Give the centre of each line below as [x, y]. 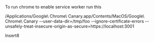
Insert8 [12, 36]
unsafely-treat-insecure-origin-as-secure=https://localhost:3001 [70, 26]
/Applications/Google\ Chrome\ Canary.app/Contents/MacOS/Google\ [75, 16]
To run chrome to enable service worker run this [53, 7]
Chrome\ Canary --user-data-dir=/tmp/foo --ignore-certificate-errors [75, 21]
